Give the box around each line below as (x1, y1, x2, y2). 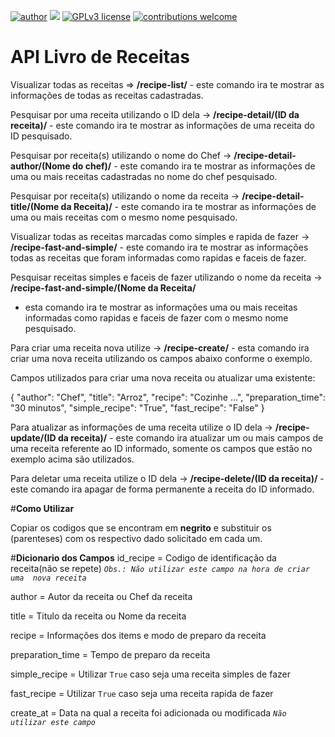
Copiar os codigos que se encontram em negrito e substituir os (10, 521, 272, 534)
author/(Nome (10, 160, 71, 172)
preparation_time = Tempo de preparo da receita (10, 648, 211, 660)
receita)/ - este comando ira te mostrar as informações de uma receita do (10, 119, 315, 131)
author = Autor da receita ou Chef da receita (10, 590, 193, 602)
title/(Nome (10, 200, 60, 212)
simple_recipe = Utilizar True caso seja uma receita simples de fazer (10, 668, 291, 680)
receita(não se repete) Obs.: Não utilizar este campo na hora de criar (10, 562, 311, 574)
